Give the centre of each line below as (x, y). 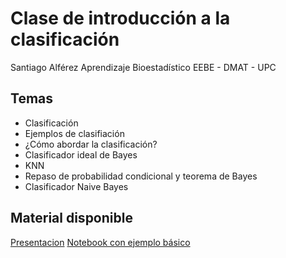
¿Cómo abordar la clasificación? (91, 144)
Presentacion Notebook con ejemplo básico (100, 242)
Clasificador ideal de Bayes (81, 154)
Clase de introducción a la (120, 18)
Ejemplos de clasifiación (74, 133)
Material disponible (71, 218)
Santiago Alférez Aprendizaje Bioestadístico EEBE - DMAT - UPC (143, 67)
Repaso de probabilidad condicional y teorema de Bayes (141, 176)
